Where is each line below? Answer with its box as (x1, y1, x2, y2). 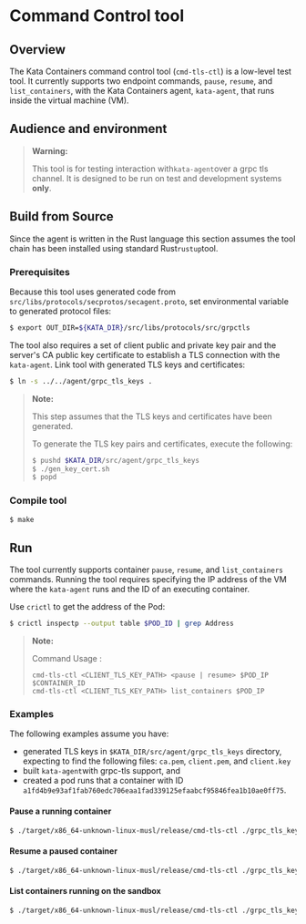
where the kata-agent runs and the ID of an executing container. (9, 584, 250, 595)
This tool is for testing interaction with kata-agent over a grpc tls (31, 163, 269, 174)
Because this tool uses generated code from (9, 286, 176, 297)
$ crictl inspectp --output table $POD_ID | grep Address (9, 619, 234, 629)
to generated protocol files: (9, 305, 112, 316)
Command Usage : (31, 653, 102, 664)
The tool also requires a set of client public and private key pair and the (9, 339, 277, 351)
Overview (9, 42, 66, 57)
